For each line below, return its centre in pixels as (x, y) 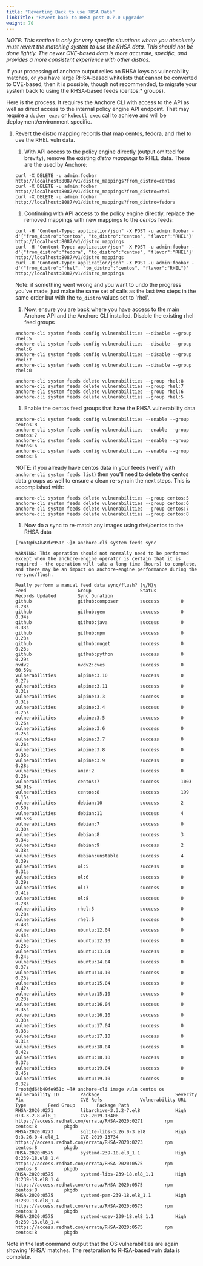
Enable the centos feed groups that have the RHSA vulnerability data (110, 408)
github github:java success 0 (99, 623)
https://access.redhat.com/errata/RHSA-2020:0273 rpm (94, 1143)
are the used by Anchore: (56, 165)
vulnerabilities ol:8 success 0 (99, 899)
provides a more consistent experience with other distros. (78, 60)
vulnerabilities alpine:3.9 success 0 (99, 761)
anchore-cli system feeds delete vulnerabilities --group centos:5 (102, 498)
